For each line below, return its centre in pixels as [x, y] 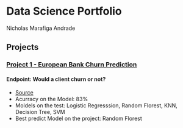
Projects [23, 47]
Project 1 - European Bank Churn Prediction [72, 65]
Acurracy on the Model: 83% [52, 99]
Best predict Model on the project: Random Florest [78, 119]
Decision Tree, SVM [40, 112]
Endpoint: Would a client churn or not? [56, 79]
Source [24, 93]
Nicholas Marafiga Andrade [41, 28]
